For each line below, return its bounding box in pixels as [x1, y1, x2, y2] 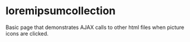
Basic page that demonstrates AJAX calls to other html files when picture [5, 24, 185, 31]
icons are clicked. [5, 30, 49, 37]
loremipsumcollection [5, 4, 116, 18]
